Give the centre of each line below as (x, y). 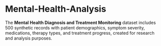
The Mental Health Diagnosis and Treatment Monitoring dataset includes (80, 23)
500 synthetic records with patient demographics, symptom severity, (75, 27)
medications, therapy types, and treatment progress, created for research (80, 33)
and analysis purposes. (29, 38)
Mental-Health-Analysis (56, 9)
